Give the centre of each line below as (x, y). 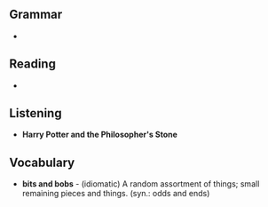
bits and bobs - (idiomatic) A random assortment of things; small (141, 184)
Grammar (36, 15)
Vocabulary (42, 162)
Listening (35, 113)
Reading (32, 64)
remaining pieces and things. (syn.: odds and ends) (116, 194)
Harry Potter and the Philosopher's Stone (99, 135)
